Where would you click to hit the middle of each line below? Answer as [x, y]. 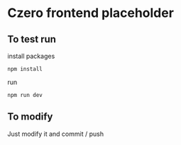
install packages [31, 56]
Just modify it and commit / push [56, 134]
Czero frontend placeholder [90, 13]
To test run [32, 39]
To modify [30, 117]
